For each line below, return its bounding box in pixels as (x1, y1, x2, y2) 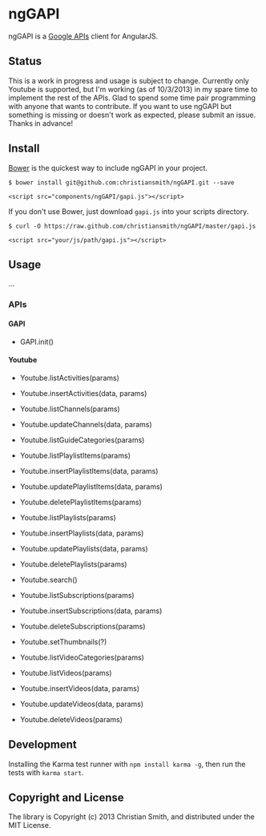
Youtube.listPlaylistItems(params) (19, 450, 131, 460)
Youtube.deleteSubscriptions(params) (19, 621, 146, 631)
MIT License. (8, 821, 51, 830)
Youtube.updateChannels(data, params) (19, 419, 152, 429)
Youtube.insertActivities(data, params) (19, 388, 147, 398)
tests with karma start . (8, 767, 84, 777)
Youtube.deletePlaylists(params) (19, 559, 127, 569)
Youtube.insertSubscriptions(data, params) (19, 606, 163, 616)
